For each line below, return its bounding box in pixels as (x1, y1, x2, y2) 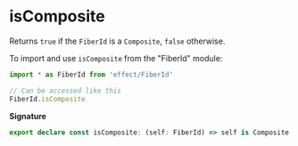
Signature (9, 110, 47, 121)
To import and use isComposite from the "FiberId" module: (9, 53, 223, 63)
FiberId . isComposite (9, 94, 87, 103)
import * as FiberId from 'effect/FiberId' (9, 69, 174, 79)
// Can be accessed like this (9, 86, 122, 95)
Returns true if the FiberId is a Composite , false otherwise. (9, 36, 226, 46)
